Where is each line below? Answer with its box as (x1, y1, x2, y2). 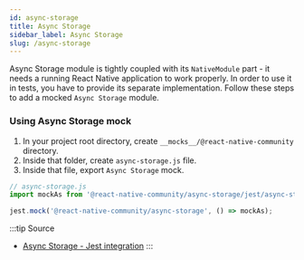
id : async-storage (9, 13, 79, 23)
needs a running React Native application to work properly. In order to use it (9, 73, 292, 84)
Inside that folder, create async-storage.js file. (22, 155, 197, 166)
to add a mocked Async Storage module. (9, 92, 160, 103)
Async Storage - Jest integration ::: (22, 241, 154, 252)
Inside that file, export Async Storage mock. (22, 164, 185, 175)
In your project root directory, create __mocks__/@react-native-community (22, 135, 294, 146)
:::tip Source (9, 223, 55, 234)
